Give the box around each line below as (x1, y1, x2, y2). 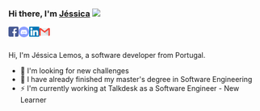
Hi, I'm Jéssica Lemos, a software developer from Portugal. (8, 51, 206, 60)
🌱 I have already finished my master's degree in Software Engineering (19, 75, 253, 84)
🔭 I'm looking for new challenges (19, 66, 129, 76)
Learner (19, 95, 47, 105)
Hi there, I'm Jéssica (8, 8, 90, 19)
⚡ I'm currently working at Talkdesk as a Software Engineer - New (19, 84, 240, 93)
